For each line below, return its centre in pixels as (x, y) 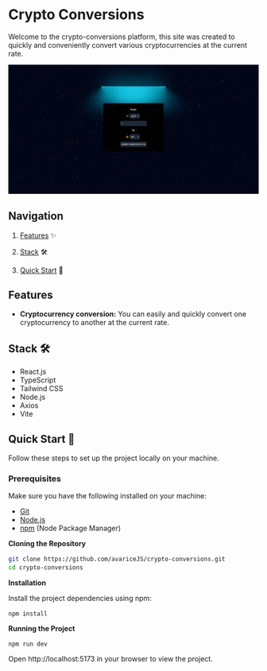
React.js (33, 372)
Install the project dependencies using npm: (80, 599)
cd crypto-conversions (46, 568)
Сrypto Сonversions (76, 15)
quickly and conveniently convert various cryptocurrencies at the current (128, 45)
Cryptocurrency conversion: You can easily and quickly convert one (133, 314)
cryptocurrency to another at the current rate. (94, 323)
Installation (27, 583)
